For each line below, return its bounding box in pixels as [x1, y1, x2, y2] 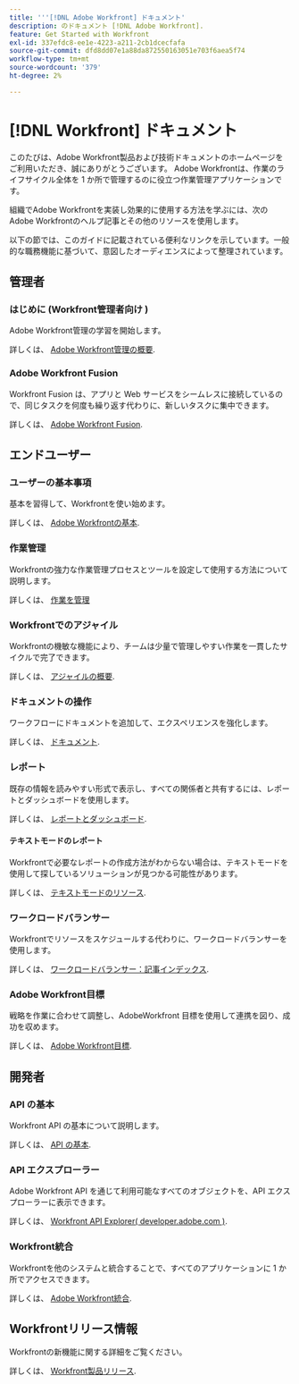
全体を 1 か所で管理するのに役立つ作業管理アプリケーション [55, 173, 275, 184]
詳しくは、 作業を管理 [9, 594, 90, 604]
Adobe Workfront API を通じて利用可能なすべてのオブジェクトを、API [9, 1186, 266, 1196]
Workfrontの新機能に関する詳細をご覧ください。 [9, 1346, 187, 1357]
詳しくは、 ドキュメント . [9, 737, 100, 747]
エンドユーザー [9, 448, 92, 463]
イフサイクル [9, 173, 56, 184]
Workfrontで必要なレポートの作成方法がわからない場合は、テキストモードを [9, 857, 288, 867]
